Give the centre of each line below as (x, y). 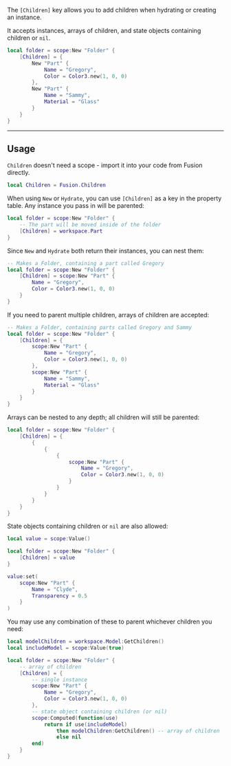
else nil (68, 737)
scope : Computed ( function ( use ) (75, 718)
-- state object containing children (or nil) (100, 712)
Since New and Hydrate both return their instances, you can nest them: (106, 251)
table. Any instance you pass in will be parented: (76, 206)
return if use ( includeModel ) (86, 724)
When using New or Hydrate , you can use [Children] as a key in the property (114, 198)
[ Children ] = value (47, 558)
